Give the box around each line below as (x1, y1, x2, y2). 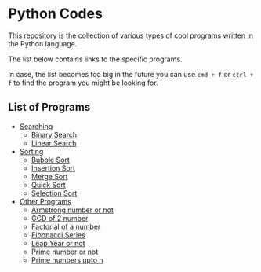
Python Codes (8, 5, 103, 23)
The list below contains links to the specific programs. (8, 54, 183, 64)
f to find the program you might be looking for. (8, 78, 158, 87)
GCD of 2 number (31, 213, 89, 222)
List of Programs (8, 101, 91, 114)
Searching (19, 121, 53, 130)
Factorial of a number (31, 222, 101, 231)
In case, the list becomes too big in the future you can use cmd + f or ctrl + (8, 69, 254, 79)
